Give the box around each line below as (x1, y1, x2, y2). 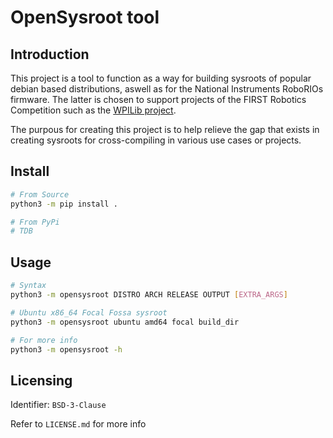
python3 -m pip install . (10, 199, 118, 209)
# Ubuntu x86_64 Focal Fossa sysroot (10, 307, 168, 318)
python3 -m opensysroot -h (10, 344, 123, 355)
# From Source (10, 189, 70, 200)
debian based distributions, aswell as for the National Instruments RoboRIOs (10, 83, 324, 95)
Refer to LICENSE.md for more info (10, 418, 147, 430)
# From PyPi (10, 217, 60, 227)
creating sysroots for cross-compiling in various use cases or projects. (10, 134, 302, 146)
